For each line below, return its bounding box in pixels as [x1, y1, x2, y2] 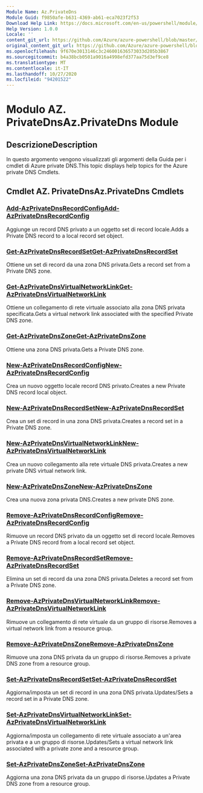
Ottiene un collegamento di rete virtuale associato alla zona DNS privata [6, 304, 185, 311]
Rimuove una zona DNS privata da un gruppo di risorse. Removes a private [6, 654, 191, 661]
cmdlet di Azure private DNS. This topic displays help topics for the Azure [6, 162, 188, 170]
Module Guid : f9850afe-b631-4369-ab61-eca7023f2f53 [6, 15, 139, 21]
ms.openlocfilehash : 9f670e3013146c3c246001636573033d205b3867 [6, 49, 169, 55]
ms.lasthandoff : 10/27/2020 [6, 71, 77, 77]
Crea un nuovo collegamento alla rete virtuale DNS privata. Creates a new [6, 460, 188, 467]
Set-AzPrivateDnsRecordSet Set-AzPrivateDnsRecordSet [6, 675, 177, 683]
